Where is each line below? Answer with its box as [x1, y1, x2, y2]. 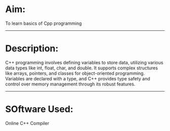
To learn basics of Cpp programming [5, 20, 82, 26]
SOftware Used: [5, 104, 73, 115]
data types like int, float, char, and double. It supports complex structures [5, 65, 158, 71]
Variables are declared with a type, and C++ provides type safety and [5, 75, 150, 81]
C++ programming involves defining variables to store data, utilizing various [5, 59, 163, 65]
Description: [5, 43, 59, 54]
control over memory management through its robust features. [5, 81, 136, 87]
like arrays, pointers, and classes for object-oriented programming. [5, 70, 145, 76]
